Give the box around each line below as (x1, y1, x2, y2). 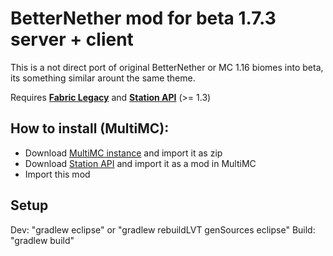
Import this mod (24, 168, 91, 180)
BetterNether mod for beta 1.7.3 (10, 7, 277, 30)
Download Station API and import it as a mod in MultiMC (24, 157, 257, 169)
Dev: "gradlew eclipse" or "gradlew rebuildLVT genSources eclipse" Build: (10, 223, 316, 236)
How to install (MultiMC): (10, 120, 170, 137)
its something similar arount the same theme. (10, 72, 196, 84)
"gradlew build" (10, 234, 75, 246)
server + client (10, 28, 134, 51)
